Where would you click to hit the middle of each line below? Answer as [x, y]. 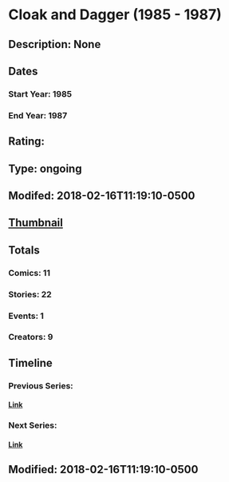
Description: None [55, 44]
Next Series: [33, 425]
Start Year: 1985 [40, 94]
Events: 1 [26, 316]
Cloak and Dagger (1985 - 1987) [115, 15]
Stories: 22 [30, 294]
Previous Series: [41, 385]
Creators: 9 [31, 337]
